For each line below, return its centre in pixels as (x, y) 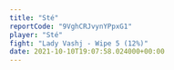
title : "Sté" (34, 18)
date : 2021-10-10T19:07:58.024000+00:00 (87, 52)
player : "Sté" (36, 35)
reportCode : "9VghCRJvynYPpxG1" (71, 26)
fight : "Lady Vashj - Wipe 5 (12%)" (79, 43)
